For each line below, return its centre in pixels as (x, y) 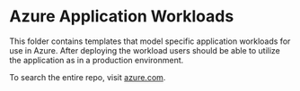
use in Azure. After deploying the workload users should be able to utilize (145, 50)
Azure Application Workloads (122, 17)
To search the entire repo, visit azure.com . (88, 77)
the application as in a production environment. (97, 60)
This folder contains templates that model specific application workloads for (150, 41)
